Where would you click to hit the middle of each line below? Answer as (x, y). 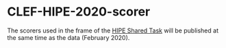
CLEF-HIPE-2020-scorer (79, 12)
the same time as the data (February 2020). (68, 37)
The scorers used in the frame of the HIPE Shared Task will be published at (113, 30)
